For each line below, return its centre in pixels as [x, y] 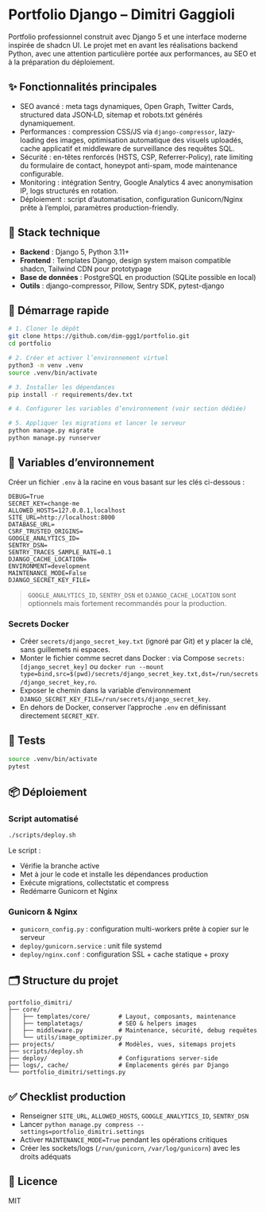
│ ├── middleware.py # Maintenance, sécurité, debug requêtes [133, 1031]
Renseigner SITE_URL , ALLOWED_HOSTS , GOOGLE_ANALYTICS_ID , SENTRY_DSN [134, 1116]
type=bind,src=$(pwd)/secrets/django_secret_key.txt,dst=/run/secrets [139, 674]
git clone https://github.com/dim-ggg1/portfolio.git [99, 336]
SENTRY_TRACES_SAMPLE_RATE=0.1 [60, 552]
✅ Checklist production [67, 1096]
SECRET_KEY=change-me [44, 503]
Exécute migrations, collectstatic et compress [94, 883]
